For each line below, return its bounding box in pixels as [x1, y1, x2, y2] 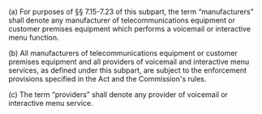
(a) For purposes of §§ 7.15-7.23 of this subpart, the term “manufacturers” [8, 7, 254, 16]
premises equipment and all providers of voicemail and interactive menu [8, 57, 250, 66]
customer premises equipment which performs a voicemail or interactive [8, 24, 251, 33]
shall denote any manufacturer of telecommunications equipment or [8, 15, 236, 25]
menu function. [8, 32, 59, 42]
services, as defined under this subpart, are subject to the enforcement [8, 65, 247, 75]
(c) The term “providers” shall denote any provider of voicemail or [8, 90, 229, 99]
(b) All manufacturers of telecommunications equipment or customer [8, 49, 238, 57]
